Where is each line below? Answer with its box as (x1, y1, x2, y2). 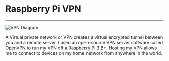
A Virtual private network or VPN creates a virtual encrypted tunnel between (5, 34, 163, 40)
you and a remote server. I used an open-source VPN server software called (5, 39, 163, 45)
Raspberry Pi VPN (5, 3, 81, 15)
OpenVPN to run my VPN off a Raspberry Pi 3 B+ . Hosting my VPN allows (5, 45, 157, 51)
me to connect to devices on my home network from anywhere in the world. (5, 50, 162, 56)
